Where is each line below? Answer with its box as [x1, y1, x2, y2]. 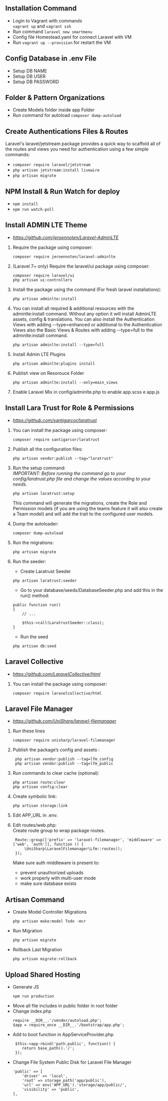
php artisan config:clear [12, 784, 68, 789]
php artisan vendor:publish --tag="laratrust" [12, 456, 114, 461]
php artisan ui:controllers [12, 277, 72, 282]
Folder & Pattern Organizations [5, 93, 105, 102]
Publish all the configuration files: [12, 446, 83, 452]
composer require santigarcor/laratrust [12, 437, 100, 442]
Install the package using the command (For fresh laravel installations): [12, 286, 161, 293]
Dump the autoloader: [12, 520, 59, 526]
